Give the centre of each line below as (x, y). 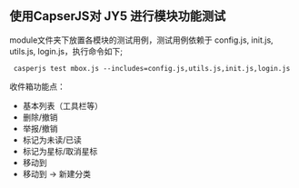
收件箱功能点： (37, 86)
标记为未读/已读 (52, 140)
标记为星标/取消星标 (60, 151)
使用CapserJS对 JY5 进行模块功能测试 (118, 16)
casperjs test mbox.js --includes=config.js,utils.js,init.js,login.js (152, 68)
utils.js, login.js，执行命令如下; (66, 51)
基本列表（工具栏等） (62, 105)
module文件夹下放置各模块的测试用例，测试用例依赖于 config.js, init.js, (142, 40)
